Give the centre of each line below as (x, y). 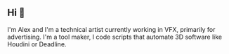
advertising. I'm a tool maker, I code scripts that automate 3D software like (115, 37)
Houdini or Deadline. (37, 44)
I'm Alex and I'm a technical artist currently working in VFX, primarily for (111, 29)
